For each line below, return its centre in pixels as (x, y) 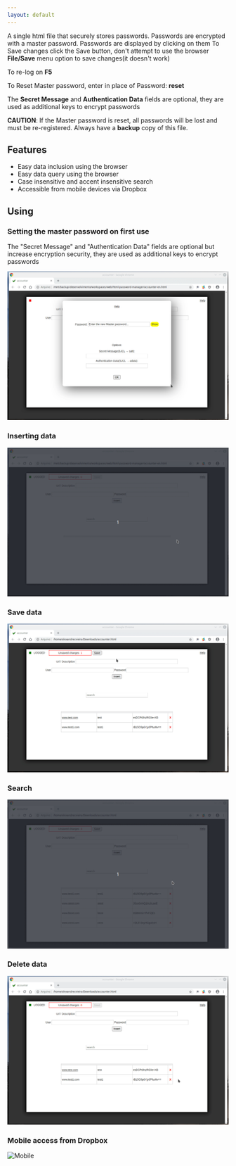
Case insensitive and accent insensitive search (85, 182)
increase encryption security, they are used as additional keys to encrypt (113, 254)
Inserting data (32, 436)
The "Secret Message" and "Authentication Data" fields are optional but (111, 247)
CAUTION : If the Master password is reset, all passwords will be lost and (112, 120)
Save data (25, 612)
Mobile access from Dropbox (58, 1140)
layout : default (31, 15)
